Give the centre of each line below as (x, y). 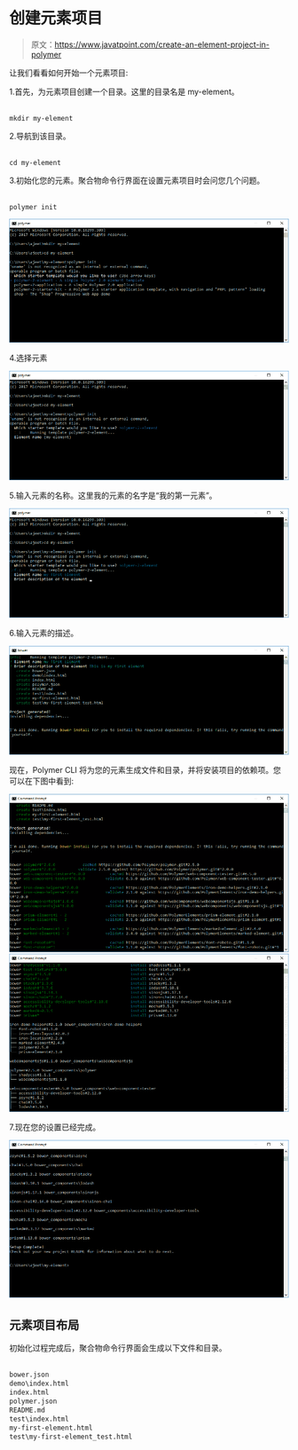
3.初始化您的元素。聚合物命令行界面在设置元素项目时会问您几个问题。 (137, 180)
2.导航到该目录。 (40, 136)
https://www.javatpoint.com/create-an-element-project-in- (162, 44)
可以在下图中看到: (42, 781)
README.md (27, 1411)
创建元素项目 (56, 18)
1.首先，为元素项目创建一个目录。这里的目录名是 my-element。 (124, 91)
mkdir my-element (41, 118)
